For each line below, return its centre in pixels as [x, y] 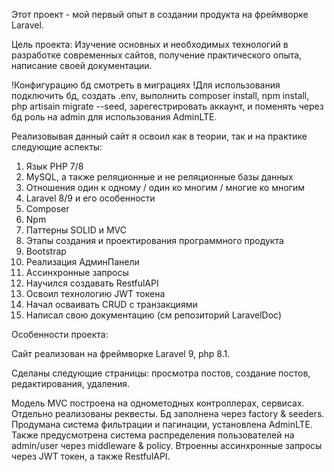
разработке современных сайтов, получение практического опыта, [157, 55]
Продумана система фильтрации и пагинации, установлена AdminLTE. [162, 424]
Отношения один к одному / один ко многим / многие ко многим [165, 187]
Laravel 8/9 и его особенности [90, 198]
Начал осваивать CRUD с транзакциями [111, 304]
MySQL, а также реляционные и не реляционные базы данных [159, 177]
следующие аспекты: [57, 147]
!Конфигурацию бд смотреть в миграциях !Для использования [146, 85]
